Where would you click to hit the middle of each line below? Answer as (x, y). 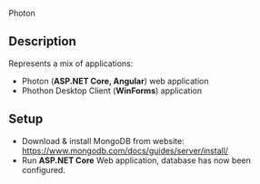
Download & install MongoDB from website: (103, 140)
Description (42, 41)
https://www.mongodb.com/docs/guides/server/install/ (125, 150)
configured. (43, 169)
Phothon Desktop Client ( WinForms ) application (111, 91)
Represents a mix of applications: (71, 63)
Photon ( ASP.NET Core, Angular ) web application (115, 81)
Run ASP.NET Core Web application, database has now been (136, 160)
